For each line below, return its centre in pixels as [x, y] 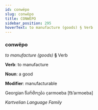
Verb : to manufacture [27, 65]
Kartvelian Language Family [34, 102]
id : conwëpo [17, 9]
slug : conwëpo [20, 14]
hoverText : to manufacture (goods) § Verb [49, 28]
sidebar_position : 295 [28, 23]
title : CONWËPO [21, 18]
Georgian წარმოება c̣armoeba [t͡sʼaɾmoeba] [49, 93]
